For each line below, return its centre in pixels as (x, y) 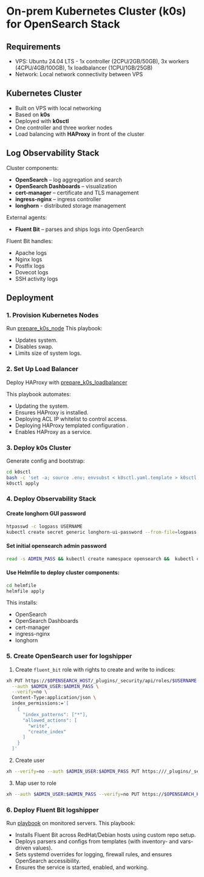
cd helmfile (21, 585)
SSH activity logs (36, 279)
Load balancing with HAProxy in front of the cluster (80, 134)
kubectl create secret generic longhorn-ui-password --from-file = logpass (102, 532)
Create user (30, 761)
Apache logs (31, 253)
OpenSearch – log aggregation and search (69, 179)
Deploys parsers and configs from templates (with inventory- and (97, 842)
